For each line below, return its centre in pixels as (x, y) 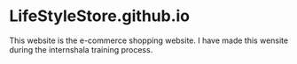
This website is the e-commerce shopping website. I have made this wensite (149, 40)
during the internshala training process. (81, 49)
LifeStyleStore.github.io (100, 16)
